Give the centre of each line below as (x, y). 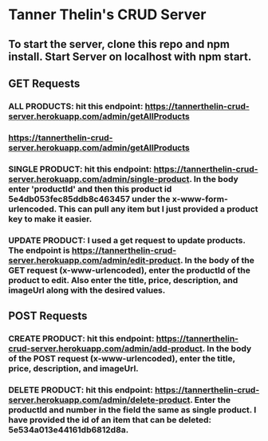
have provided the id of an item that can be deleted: (110, 419)
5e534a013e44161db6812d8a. (69, 430)
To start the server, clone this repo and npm (119, 44)
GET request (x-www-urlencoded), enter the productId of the (130, 270)
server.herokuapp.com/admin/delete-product (99, 400)
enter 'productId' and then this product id (90, 189)
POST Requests (48, 316)
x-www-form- (200, 199)
